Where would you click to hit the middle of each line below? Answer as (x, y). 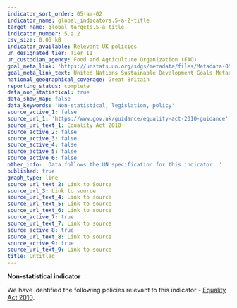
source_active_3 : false (42, 138)
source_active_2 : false (42, 132)
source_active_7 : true (41, 217)
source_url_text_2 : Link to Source (60, 184)
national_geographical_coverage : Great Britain (79, 79)
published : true (31, 171)
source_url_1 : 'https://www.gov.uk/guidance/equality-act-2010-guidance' (118, 118)
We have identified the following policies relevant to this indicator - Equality (117, 290)
